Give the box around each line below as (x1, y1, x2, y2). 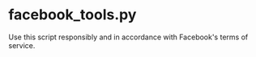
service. (8, 40, 36, 50)
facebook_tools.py (8, 6, 137, 24)
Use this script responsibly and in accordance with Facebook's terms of (8, 32, 249, 42)
